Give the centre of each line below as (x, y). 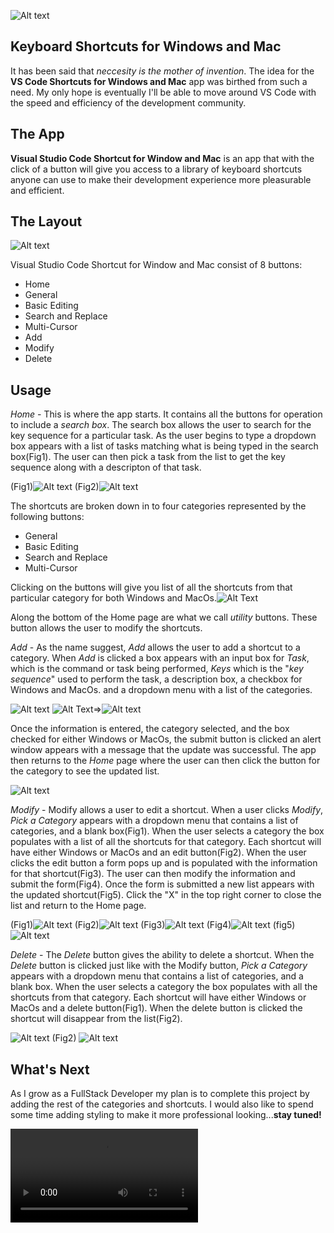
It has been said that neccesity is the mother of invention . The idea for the (162, 71)
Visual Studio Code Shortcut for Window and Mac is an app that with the (162, 158)
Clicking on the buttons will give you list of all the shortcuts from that (151, 587)
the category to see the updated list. (85, 771)
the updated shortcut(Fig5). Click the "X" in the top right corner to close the (166, 895)
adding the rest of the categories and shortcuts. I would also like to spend (162, 1104)
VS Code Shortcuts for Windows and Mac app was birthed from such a (159, 81)
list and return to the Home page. (78, 906)
